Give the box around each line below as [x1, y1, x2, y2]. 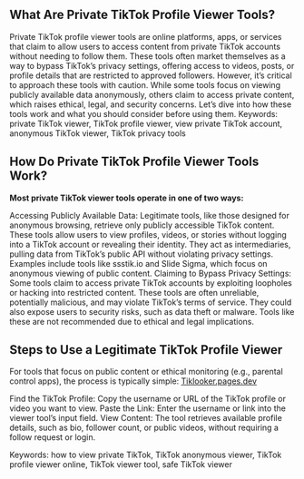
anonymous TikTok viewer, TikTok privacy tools [9, 127, 186, 139]
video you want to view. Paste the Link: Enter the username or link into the [9, 403, 286, 414]
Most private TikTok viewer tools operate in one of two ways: [9, 192, 244, 203]
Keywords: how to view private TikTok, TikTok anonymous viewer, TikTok [9, 449, 282, 461]
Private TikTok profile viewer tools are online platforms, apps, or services [9, 31, 282, 42]
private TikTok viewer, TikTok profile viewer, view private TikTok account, [9, 118, 283, 129]
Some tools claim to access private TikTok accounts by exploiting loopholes [9, 277, 292, 288]
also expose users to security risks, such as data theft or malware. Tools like [9, 306, 295, 317]
